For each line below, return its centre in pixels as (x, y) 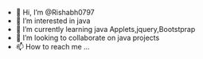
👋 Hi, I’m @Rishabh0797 (55, 12)
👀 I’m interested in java (53, 21)
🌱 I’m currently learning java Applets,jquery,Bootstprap (105, 29)
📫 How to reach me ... (53, 47)
